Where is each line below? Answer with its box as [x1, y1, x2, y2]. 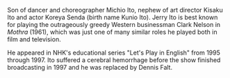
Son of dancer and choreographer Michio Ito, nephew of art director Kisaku [7, 6, 224, 14]
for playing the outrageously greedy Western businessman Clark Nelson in [7, 21, 221, 28]
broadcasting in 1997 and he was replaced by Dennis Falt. [7, 64, 172, 71]
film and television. [7, 35, 61, 43]
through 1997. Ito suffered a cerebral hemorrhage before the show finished [7, 56, 221, 64]
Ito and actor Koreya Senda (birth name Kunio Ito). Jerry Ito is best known [7, 13, 218, 21]
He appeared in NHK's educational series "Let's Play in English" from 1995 [7, 48, 220, 57]
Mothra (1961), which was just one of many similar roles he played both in [7, 28, 217, 36]
